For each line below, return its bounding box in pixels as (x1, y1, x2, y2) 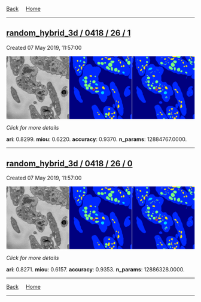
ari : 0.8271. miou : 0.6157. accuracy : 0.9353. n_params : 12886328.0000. (6, 266, 185, 273)
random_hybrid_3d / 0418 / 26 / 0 (6, 159, 133, 169)
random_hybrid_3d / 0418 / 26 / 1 (6, 28, 131, 38)
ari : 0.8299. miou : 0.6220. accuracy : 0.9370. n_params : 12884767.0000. (6, 135, 187, 143)
